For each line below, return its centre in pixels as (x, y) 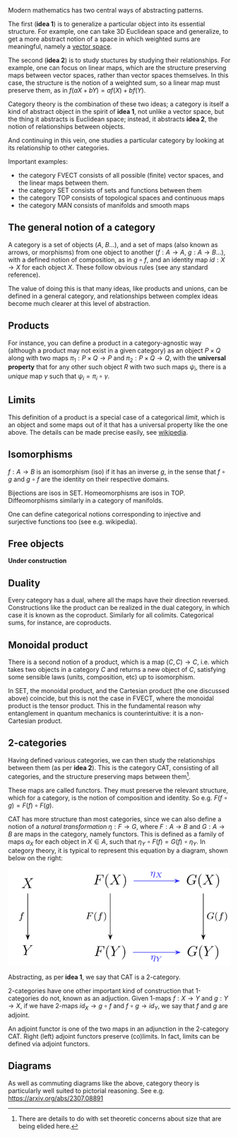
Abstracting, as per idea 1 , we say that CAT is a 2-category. (94, 977)
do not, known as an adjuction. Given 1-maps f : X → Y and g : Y (135, 998)
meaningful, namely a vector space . (60, 46)
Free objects (36, 544)
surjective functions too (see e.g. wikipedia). (73, 521)
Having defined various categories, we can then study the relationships (112, 760)
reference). (24, 275)
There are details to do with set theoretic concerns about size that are (120, 1119)
